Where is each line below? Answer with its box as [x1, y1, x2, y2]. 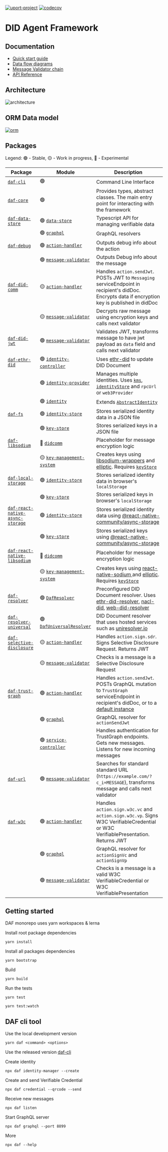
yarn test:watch [5, 1004, 39, 1009]
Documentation [5, 42, 55, 51]
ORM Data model [5, 114, 59, 122]
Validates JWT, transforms [96, 328, 158, 335]
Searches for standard [96, 760, 149, 767]
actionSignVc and [96, 851, 137, 858]
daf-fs [7, 411, 23, 417]
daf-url [7, 776, 26, 782]
